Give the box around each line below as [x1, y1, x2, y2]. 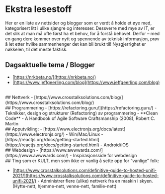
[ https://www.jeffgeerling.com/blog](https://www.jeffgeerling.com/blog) [12, 79, 160, 85]
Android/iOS [103, 142, 129, 148]
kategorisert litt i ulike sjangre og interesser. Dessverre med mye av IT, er [5, 25, 155, 31]
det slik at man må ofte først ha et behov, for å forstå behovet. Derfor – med [5, 30, 160, 36]
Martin [5, 120, 19, 126]
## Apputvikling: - [5, 126, 42, 132]
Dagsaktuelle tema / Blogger [5, 61, 95, 69]
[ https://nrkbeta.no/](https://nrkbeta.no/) [12, 74, 96, 80]
